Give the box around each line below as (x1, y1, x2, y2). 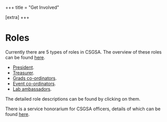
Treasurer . (12, 69, 35, 76)
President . (12, 64, 35, 70)
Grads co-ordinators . (12, 75, 57, 81)
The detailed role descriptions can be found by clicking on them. (5, 95, 141, 102)
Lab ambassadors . (12, 86, 52, 92)
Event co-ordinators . (12, 80, 56, 86)
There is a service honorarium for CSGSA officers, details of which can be (5, 106, 161, 112)
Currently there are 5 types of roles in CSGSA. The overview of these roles (5, 48, 162, 55)
